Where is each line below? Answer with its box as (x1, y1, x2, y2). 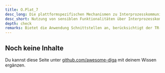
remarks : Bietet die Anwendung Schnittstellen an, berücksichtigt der (5, 26, 153, 31)
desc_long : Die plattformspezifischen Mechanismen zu (5, 12, 118, 17)
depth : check (5, 21, 32, 26)
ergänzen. (5, 62, 26, 68)
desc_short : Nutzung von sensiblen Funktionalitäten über (5, 16, 126, 21)
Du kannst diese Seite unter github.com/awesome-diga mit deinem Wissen (5, 57, 157, 63)
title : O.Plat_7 (5, 7, 38, 12)
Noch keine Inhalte (5, 44, 64, 52)
